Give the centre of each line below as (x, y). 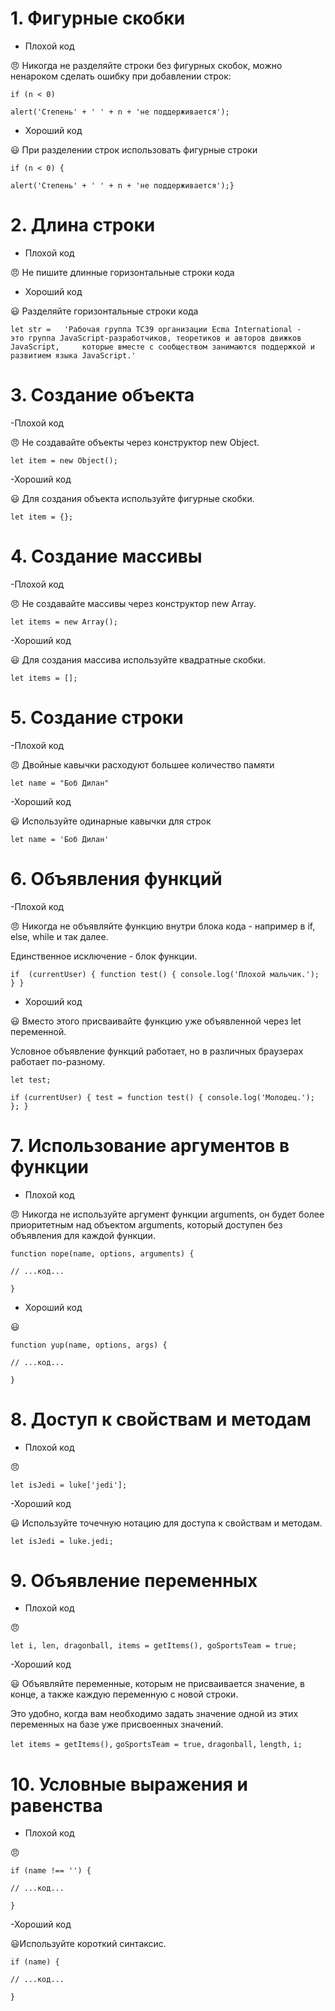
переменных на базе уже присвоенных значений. (117, 1724)
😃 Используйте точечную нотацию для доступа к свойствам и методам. (166, 1523)
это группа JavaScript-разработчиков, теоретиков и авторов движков (156, 338)
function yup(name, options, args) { (89, 1345)
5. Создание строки (97, 717)
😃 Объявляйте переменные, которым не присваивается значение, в (157, 1684)
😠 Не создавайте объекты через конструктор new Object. (135, 442)
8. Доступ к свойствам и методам (161, 1419)
